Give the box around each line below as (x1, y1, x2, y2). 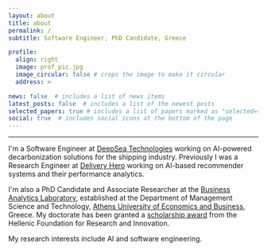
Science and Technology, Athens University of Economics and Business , (8, 202, 246, 211)
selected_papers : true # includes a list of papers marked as (8, 107, 219, 116)
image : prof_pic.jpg (15, 63, 83, 72)
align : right (15, 56, 59, 64)
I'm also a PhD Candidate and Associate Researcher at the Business (8, 185, 230, 194)
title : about (8, 19, 52, 27)
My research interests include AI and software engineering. (8, 234, 203, 244)
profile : (8, 49, 37, 57)
